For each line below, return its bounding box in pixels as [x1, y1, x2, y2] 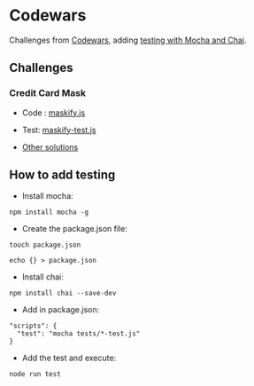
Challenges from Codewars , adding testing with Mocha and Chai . [9, 35, 247, 45]
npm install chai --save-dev [9, 289, 117, 298]
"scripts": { [9, 321, 58, 331]
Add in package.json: [21, 304, 100, 315]
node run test [9, 370, 62, 379]
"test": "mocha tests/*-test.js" [17, 329, 141, 338]
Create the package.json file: [21, 224, 128, 234]
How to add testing [9, 168, 116, 183]
